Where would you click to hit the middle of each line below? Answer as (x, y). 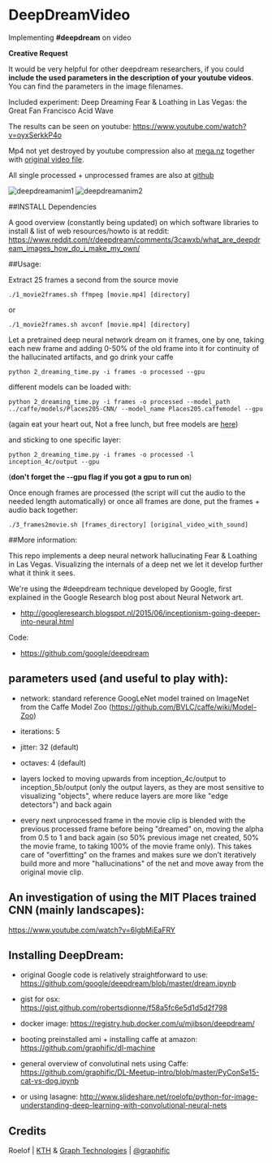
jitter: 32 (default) (50, 747)
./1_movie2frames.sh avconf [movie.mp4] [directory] (99, 324)
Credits (28, 1131)
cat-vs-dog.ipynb (50, 1081)
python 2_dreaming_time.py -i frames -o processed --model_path (119, 401)
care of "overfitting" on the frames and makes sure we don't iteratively (138, 854)
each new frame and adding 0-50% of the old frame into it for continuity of (134, 348)
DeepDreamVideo (69, 15)
